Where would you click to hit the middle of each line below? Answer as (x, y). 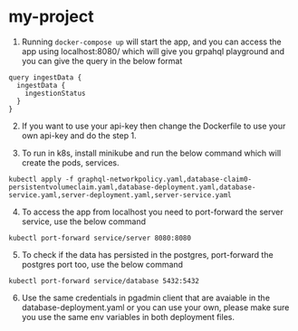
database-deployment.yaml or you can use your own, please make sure (155, 307)
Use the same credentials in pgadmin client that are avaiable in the (146, 298)
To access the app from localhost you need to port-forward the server (153, 212)
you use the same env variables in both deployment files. (128, 317)
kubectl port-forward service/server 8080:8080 (100, 238)
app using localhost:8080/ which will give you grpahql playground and (153, 51)
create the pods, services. (70, 162)
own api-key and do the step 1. (79, 135)
